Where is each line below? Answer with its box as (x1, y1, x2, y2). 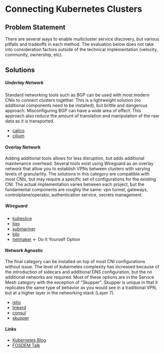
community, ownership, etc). (5, 52, 63, 58)
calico (12, 128, 25, 134)
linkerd (12, 304, 26, 310)
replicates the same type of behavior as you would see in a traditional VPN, (5, 284, 157, 291)
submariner (12, 226, 36, 232)
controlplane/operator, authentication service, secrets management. (5, 192, 143, 198)
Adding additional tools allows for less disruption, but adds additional (5, 155, 145, 161)
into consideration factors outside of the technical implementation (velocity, (5, 47, 158, 52)
